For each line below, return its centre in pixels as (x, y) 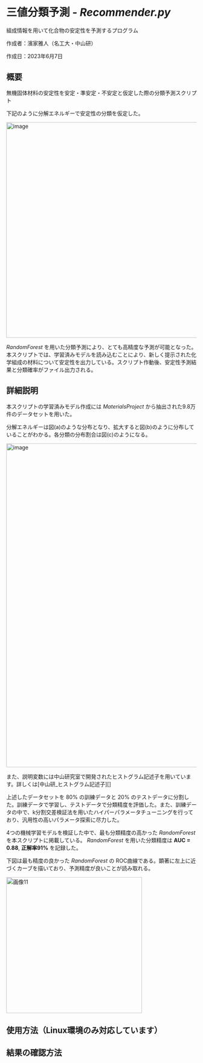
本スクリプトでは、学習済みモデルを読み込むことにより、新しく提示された (99, 355)
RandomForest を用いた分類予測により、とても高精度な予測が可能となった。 (101, 347)
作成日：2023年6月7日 (35, 56)
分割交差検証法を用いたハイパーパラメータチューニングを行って (114, 812)
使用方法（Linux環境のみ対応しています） (84, 1030)
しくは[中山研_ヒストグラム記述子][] (66, 784)
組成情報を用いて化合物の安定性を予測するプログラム (72, 30)
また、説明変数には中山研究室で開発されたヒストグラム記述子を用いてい (96, 776)
